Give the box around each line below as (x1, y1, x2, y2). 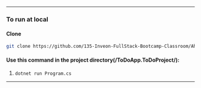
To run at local (6, 15, 48, 23)
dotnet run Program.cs (14, 71, 72, 77)
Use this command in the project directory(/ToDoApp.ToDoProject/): (6, 56, 179, 63)
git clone (6, 43, 31, 50)
